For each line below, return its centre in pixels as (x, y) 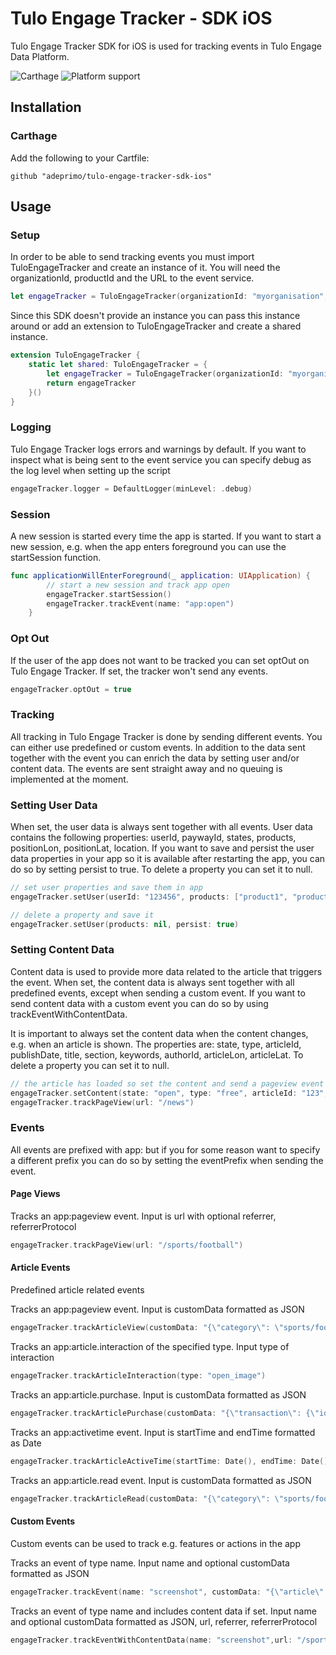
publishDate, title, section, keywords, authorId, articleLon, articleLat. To (157, 1054)
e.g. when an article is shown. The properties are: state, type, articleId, (156, 1044)
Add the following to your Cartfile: (80, 158)
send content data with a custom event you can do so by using (139, 1003)
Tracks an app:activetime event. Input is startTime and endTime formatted (163, 1432)
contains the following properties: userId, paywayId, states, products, (153, 838)
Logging (31, 427)
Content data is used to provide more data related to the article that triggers (166, 971)
